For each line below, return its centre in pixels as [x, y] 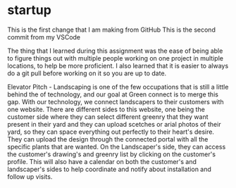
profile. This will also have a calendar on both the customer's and [102, 161]
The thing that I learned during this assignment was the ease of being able [115, 51]
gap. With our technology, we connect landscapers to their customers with [116, 101]
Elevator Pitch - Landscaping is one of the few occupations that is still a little [118, 87]
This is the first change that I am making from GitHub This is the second [112, 30]
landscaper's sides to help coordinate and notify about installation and [109, 169]
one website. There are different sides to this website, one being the [106, 109]
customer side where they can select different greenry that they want [108, 117]
